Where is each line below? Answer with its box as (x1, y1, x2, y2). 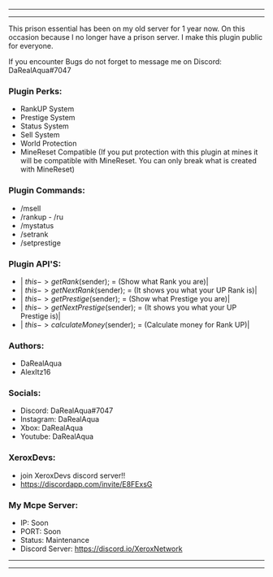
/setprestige (19, 237, 61, 248)
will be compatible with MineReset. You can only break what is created (19, 156, 258, 166)
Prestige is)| (19, 310, 61, 321)
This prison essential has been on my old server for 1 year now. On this (8, 24, 245, 33)
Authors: (8, 340, 45, 351)
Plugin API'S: (8, 258, 62, 269)
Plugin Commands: (8, 184, 85, 196)
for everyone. (8, 41, 54, 50)
